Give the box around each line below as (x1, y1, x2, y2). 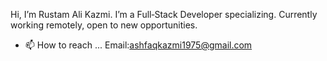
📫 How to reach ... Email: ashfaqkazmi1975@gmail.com (24, 39, 253, 51)
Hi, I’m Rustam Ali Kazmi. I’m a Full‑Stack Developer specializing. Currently (10, 9, 318, 20)
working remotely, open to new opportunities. (10, 19, 198, 31)
